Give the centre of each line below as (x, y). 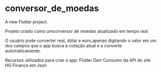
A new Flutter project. (27, 22)
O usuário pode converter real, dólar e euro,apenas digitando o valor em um (81, 40)
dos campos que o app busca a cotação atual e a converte (64, 45)
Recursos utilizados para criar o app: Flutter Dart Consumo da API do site (78, 60)
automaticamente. (23, 51)
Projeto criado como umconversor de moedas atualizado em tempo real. (77, 31)
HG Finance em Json (26, 65)
